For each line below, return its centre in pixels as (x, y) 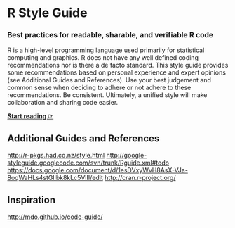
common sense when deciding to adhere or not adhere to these (99, 88)
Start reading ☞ (31, 116)
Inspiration (32, 199)
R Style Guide (47, 13)
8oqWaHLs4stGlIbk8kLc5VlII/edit (55, 178)
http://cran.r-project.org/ (140, 178)
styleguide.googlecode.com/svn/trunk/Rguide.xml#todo (88, 163)
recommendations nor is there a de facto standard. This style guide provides (118, 65)
